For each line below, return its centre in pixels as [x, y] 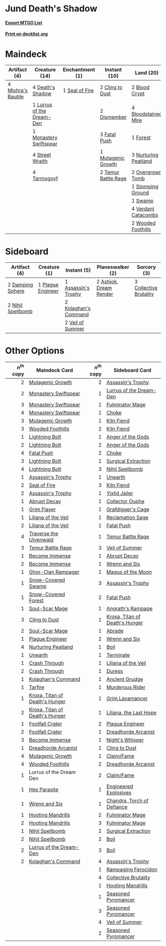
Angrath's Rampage [129, 608]
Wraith [40, 161]
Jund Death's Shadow [51, 9]
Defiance [117, 807]
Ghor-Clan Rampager [54, 572]
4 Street [42, 155]
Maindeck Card [55, 370]
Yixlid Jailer [120, 493]
